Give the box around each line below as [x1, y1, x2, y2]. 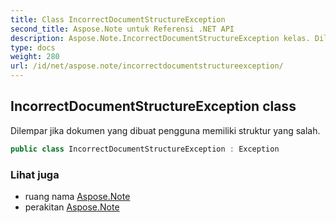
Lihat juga [10, 167, 60, 181]
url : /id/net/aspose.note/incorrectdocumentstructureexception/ [10, 61, 284, 71]
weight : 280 [10, 52, 60, 62]
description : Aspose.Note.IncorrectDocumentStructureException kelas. [10, 33, 311, 43]
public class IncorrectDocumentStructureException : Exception [10, 144, 280, 154]
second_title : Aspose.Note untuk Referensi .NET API [10, 24, 235, 34]
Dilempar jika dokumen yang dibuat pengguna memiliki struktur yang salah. [10, 124, 321, 136]
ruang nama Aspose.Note [24, 190, 131, 202]
